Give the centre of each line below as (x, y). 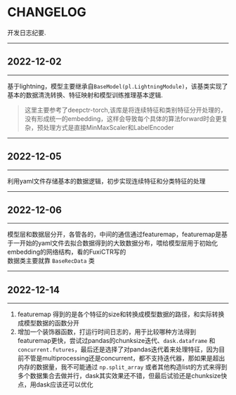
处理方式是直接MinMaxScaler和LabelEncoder (109, 127)
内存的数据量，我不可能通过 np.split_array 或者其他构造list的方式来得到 (122, 367)
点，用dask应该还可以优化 (55, 384)
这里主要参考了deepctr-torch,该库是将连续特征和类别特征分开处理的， (125, 110)
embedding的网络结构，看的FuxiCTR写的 (67, 252)
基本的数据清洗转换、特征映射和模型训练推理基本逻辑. (85, 95)
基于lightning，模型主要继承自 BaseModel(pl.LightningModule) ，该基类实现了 (118, 86)
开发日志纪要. (27, 32)
